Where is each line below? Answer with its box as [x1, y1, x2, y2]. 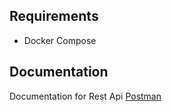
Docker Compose [23, 34, 97, 46]
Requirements [9, 8, 99, 25]
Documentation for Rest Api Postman [9, 90, 162, 102]
